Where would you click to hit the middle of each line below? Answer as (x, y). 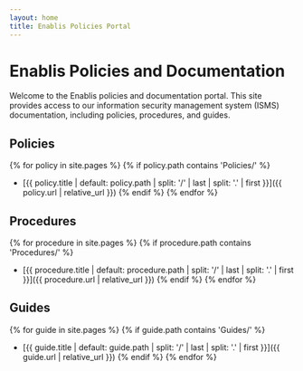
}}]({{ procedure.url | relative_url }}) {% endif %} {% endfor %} (139, 280)
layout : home (34, 18)
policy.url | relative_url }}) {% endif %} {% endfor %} (120, 193)
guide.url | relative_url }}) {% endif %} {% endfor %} (119, 357)
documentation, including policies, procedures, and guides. (120, 115)
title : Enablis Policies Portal (70, 26)
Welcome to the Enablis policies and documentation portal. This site (136, 96)
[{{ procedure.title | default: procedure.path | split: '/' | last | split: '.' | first (158, 270)
